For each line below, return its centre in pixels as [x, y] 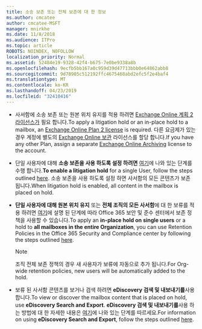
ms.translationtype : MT [36, 79]
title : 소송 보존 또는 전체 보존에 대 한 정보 [56, 12]
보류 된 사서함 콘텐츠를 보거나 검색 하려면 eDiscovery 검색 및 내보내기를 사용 [105, 290]
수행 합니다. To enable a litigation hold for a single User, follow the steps [104, 170]
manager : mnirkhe [28, 29]
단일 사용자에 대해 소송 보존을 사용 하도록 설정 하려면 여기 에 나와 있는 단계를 [103, 163]
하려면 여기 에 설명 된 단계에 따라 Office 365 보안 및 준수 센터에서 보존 [103, 212]
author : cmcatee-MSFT [33, 23]
